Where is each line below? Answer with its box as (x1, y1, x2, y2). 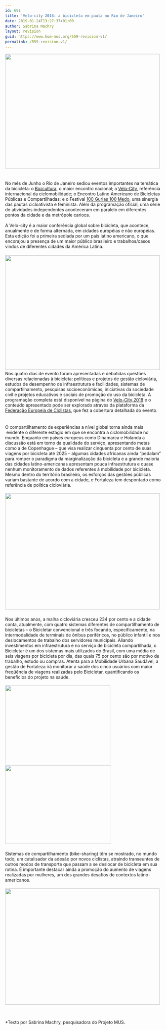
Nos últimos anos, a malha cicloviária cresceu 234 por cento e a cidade (5, 616, 151, 622)
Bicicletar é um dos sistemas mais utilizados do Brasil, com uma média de (5, 647, 156, 654)
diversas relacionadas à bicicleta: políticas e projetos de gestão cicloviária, (5, 376, 158, 382)
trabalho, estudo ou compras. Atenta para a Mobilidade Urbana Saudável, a (5, 658, 159, 664)
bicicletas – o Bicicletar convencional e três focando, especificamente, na (5, 627, 155, 632)
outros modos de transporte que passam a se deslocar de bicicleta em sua (5, 861, 158, 867)
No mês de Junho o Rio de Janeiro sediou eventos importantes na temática (5, 180, 159, 186)
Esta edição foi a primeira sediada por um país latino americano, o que (5, 233, 149, 239)
